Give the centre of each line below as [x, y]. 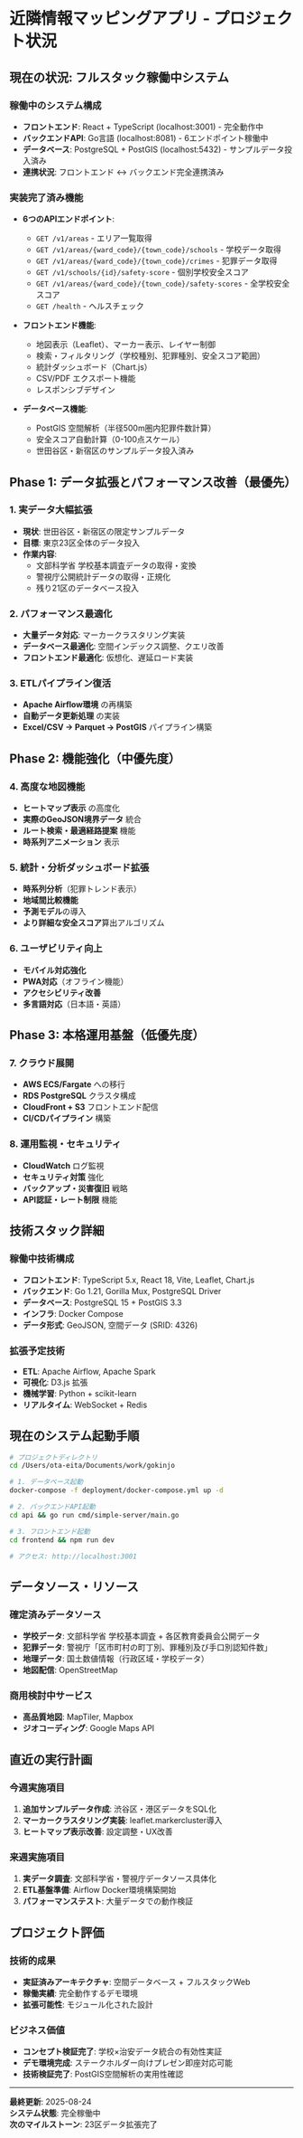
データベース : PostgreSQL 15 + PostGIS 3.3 [102, 1302]
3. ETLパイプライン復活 [60, 684]
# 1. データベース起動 [46, 1482]
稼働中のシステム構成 [55, 105]
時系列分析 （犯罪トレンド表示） [82, 889]
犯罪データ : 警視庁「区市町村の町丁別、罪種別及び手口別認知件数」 [147, 1648]
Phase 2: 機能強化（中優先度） [95, 758]
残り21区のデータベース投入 [87, 588]
